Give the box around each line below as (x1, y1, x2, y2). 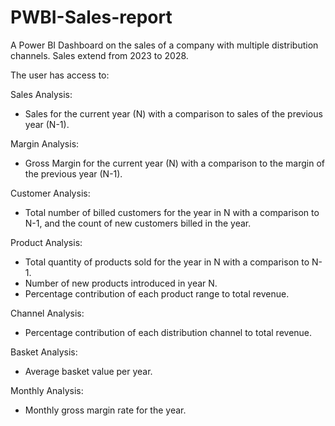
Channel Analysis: (10, 307, 85, 319)
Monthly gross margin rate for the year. (24, 404, 187, 416)
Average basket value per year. (24, 365, 153, 377)
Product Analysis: (10, 236, 83, 248)
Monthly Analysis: (10, 384, 84, 396)
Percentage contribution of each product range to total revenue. (24, 287, 290, 300)
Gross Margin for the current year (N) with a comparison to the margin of (24, 157, 325, 169)
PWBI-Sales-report (10, 6, 173, 29)
